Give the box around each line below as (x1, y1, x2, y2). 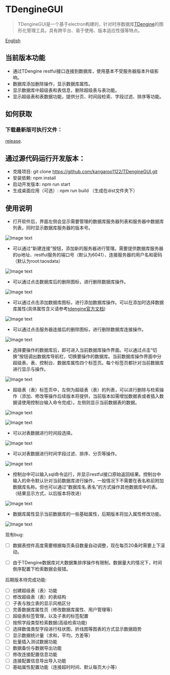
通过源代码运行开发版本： (5, 154, 85, 163)
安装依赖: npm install (12, 175, 56, 181)
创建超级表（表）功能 (12, 588, 57, 594)
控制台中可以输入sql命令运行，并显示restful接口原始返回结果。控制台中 (12, 471, 161, 477)
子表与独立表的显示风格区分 (12, 600, 71, 606)
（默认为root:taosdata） (12, 258, 63, 264)
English (5, 37, 21, 44)
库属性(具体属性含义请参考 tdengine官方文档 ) (12, 306, 106, 312)
